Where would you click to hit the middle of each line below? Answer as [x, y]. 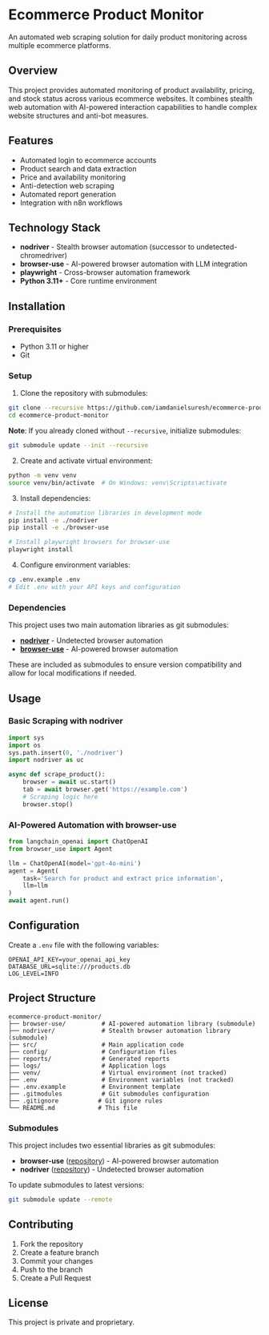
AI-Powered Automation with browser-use [92, 825]
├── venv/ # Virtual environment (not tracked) [118, 1073]
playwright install [41, 550]
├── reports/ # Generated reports [89, 1059]
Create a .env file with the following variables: [84, 945]
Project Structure [52, 998]
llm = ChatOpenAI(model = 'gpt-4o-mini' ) [75, 863]
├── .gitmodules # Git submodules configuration [109, 1094]
